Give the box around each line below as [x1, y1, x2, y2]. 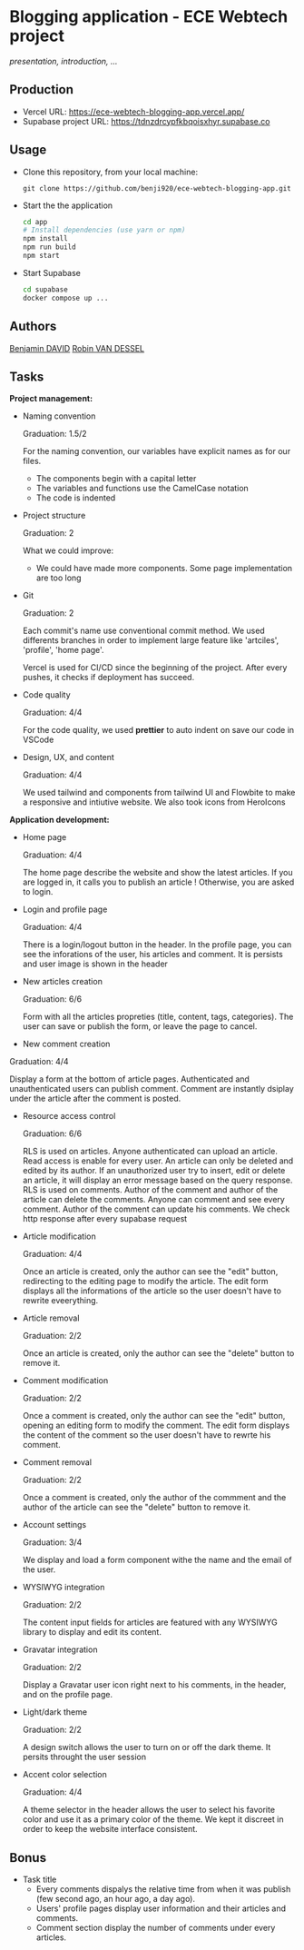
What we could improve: [22, 545, 114, 556]
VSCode [22, 734, 54, 746]
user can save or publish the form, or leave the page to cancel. [22, 1021, 258, 1032]
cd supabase [22, 284, 68, 294]
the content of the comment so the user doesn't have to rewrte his [22, 1430, 271, 1440]
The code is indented [35, 492, 116, 503]
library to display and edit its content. [22, 1627, 162, 1638]
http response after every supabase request [22, 1213, 188, 1224]
